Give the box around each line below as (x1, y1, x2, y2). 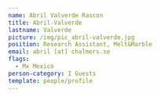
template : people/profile (8, 77, 93, 84)
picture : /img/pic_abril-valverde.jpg (8, 33, 135, 41)
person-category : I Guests (8, 70, 96, 77)
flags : (8, 56, 30, 63)
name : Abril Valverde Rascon (8, 11, 104, 20)
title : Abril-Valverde (8, 19, 82, 27)
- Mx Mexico (15, 63, 55, 70)
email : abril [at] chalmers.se (8, 48, 111, 56)
